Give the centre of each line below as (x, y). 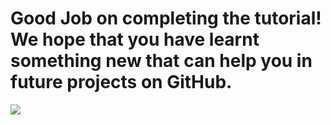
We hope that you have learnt (135, 39)
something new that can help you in (161, 61)
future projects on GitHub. (121, 82)
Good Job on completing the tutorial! (166, 18)
